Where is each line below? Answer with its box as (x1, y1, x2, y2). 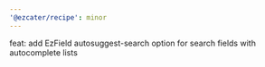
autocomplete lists (9, 46, 79, 58)
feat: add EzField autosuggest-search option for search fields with (9, 38, 256, 48)
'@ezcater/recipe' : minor (9, 13, 107, 22)
